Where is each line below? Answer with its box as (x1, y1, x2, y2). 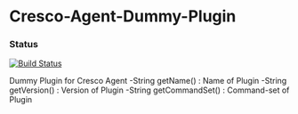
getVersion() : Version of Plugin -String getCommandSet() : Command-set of (9, 85, 290, 95)
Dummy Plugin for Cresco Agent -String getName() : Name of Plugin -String (9, 76, 287, 86)
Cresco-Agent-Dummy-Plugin (9, 6, 237, 27)
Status (9, 38, 38, 51)
